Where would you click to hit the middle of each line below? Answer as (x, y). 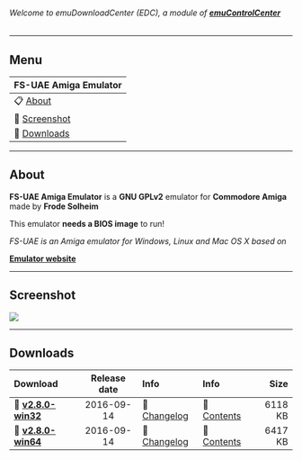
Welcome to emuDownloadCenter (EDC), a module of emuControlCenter (145, 13)
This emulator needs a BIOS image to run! (87, 223)
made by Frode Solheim (54, 206)
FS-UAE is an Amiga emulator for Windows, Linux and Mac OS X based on (148, 241)
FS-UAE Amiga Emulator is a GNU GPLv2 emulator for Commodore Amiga (148, 196)
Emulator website (43, 258)
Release (108, 378)
